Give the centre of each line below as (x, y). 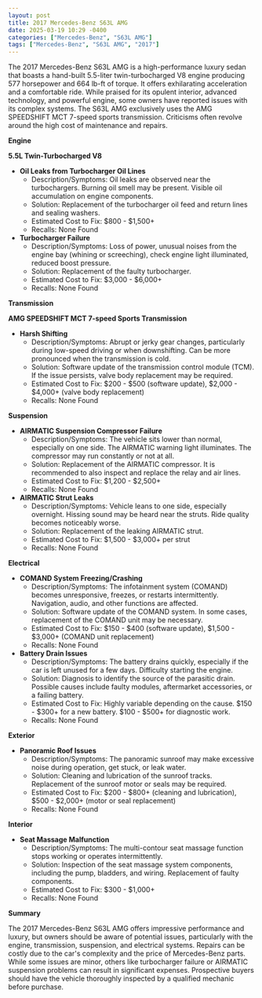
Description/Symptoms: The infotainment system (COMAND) (129, 587)
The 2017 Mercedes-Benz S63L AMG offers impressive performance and (126, 929)
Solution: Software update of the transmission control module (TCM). (143, 367)
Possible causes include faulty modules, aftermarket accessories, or (142, 687)
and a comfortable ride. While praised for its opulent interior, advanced (123, 92)
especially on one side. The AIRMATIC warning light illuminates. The (141, 448)
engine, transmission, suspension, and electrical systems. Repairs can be (127, 945)
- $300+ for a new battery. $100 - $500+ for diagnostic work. (131, 712)
